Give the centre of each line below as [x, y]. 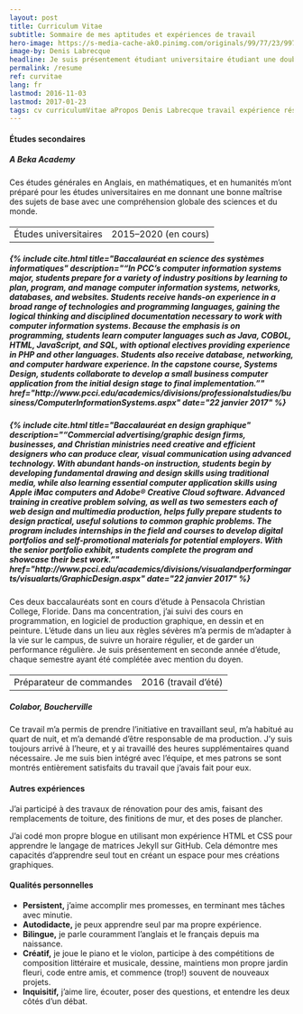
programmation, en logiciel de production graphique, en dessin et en [137, 620]
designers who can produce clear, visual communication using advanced [150, 454]
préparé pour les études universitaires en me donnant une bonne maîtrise [146, 191]
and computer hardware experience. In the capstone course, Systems [143, 364]
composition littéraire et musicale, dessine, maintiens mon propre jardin [155, 963]
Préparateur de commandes [73, 683]
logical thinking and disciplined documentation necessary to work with [146, 316]
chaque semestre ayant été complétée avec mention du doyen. [126, 659]
